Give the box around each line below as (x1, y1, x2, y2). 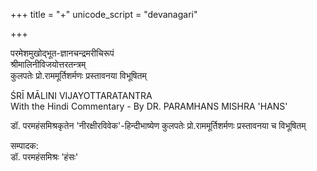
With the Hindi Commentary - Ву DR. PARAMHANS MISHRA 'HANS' (10, 100, 288, 112)
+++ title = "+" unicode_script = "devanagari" (10, 9, 198, 20)
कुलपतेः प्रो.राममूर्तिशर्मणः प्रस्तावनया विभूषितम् (10, 70, 147, 81)
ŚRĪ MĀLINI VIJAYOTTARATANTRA (10, 90, 153, 101)
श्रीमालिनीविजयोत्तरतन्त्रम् (10, 59, 87, 70)
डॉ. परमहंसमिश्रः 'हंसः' (10, 151, 79, 163)
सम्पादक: (10, 140, 39, 151)
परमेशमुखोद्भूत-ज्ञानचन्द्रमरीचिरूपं (10, 47, 115, 59)
